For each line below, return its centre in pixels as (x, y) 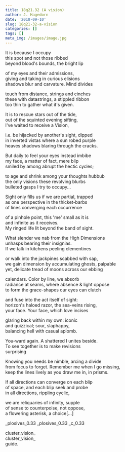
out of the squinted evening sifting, (42, 120)
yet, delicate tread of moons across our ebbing (54, 269)
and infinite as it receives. (32, 222)
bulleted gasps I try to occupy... (38, 187)
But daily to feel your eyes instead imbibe (48, 156)
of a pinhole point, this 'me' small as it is (47, 217)
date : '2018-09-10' (26, 19)
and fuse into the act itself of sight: (42, 299)
